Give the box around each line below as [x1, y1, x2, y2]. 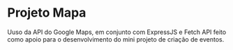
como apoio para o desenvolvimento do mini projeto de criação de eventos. [7, 35, 225, 43]
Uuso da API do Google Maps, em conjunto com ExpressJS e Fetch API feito [7, 28, 227, 36]
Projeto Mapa [7, 5, 87, 21]
